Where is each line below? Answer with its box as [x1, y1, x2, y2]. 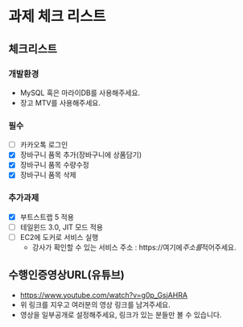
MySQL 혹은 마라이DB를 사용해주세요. [19, 88, 141, 97]
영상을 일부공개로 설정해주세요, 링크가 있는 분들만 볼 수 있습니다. [19, 309, 223, 319]
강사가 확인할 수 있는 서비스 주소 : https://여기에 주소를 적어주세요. [31, 242, 237, 252]
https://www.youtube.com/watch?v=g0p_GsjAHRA [19, 290, 187, 300]
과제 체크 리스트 [8, 7, 106, 26]
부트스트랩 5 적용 [19, 212, 75, 221]
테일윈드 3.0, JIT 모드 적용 [19, 222, 103, 232]
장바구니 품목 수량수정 [19, 160, 90, 170]
